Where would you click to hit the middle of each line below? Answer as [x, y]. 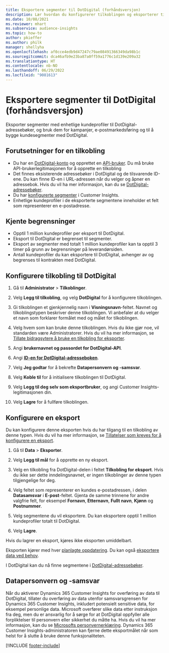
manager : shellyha [25, 47]
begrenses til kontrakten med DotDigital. [55, 260]
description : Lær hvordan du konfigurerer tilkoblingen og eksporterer [82, 15]
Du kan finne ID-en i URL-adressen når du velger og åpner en [87, 179]
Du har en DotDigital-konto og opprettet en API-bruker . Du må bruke [83, 163]
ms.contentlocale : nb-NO [32, 66]
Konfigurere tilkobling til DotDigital [61, 276]
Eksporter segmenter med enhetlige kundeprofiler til [60, 124]
